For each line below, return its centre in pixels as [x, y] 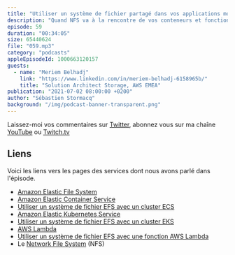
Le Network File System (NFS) [61, 243]
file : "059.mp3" [31, 46]
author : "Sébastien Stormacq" [51, 99]
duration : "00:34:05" [39, 33]
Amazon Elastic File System [57, 191]
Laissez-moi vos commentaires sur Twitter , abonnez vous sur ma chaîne [112, 124]
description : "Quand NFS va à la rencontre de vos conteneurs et [104, 20]
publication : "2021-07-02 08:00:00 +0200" [70, 92]
